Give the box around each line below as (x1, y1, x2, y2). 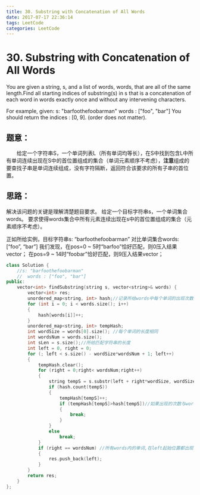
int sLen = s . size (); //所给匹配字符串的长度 (27, 340, 131, 346)
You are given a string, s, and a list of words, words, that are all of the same (6, 83, 191, 91)
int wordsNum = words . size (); (27, 334, 102, 340)
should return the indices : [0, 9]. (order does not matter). (6, 114, 147, 121)
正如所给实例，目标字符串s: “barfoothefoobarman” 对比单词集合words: (6, 235, 180, 242)
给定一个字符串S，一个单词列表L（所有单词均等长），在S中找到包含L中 (16, 150, 189, 157)
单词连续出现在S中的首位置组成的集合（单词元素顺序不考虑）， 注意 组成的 (11, 157, 189, 164)
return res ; (27, 473, 58, 479)
